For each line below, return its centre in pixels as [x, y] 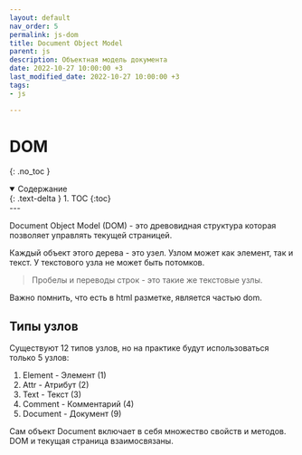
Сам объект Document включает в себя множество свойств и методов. [148, 431]
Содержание [42, 189]
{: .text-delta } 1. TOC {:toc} [60, 198]
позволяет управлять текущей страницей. [91, 236]
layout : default [40, 18]
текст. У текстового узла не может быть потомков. [107, 263]
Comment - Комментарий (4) [78, 404]
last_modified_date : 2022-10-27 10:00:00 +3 [94, 77]
